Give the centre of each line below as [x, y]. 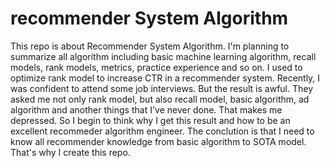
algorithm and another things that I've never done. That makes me [146, 109]
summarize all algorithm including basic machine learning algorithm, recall [163, 56]
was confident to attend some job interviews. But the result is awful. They [162, 88]
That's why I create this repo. [70, 152]
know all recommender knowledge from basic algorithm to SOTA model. [158, 141]
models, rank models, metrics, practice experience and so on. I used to [156, 67]
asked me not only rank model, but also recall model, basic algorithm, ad [160, 99]
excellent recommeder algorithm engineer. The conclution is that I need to [162, 131]
